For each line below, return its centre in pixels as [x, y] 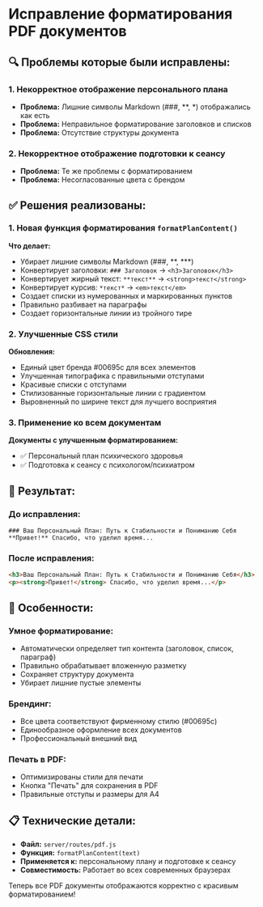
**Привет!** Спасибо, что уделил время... [81, 538]
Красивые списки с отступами [73, 384]
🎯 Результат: [42, 491]
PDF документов [68, 31]
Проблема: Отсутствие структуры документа [100, 132]
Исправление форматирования [121, 14]
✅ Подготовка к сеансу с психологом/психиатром [108, 465]
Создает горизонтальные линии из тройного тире [106, 313]
